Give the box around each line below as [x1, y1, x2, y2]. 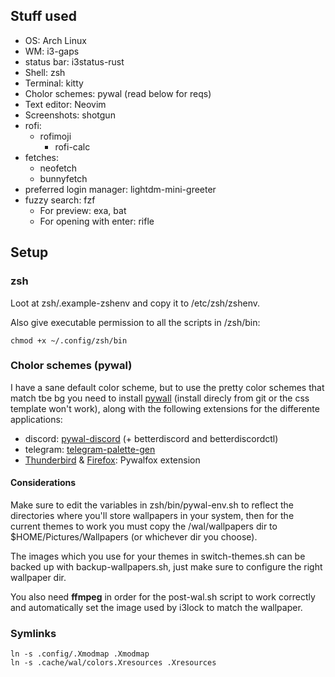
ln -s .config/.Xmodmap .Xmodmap [10, 649, 150, 659]
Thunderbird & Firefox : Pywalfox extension [24, 454, 201, 466]
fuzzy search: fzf [24, 194, 96, 206]
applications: [10, 413, 63, 425]
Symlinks [10, 626, 57, 640]
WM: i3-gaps [24, 45, 80, 57]
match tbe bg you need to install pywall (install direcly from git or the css [10, 392, 310, 404]
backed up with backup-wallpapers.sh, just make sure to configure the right [10, 561, 323, 573]
